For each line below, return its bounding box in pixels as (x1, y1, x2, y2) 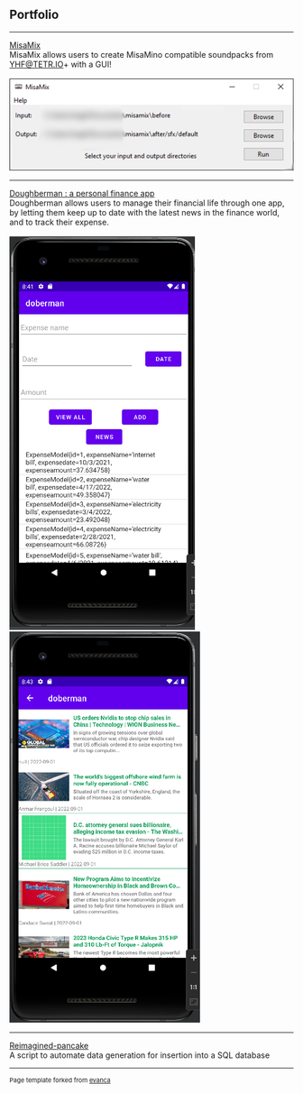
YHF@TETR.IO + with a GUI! (9, 59, 112, 69)
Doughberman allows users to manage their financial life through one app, (9, 197, 285, 208)
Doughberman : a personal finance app (9, 188, 155, 198)
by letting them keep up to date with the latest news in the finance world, (9, 207, 280, 217)
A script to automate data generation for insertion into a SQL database (9, 1050, 271, 1061)
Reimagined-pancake (9, 1040, 89, 1051)
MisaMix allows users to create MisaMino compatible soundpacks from (9, 49, 273, 60)
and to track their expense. (9, 216, 110, 227)
